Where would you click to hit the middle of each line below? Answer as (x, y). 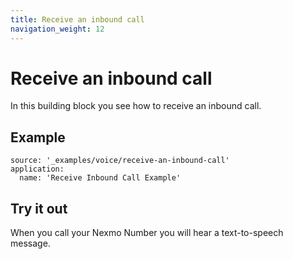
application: (37, 169)
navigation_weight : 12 (57, 29)
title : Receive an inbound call (77, 19)
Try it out (39, 208)
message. (30, 243)
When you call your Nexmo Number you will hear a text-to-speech (147, 233)
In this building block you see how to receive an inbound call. (136, 106)
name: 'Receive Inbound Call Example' (100, 178)
